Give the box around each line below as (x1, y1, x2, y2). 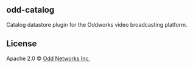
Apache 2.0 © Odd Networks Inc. (6, 55, 90, 62)
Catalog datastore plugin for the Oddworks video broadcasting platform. (6, 21, 188, 28)
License (6, 39, 37, 49)
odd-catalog (6, 5, 55, 15)
